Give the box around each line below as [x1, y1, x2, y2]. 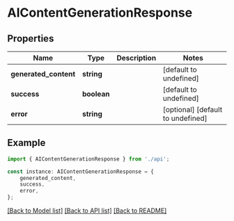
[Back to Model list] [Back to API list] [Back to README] [7, 206, 167, 215]
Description [116, 54, 157, 63]
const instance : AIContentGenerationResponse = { [7, 168, 155, 175]
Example [7, 137, 46, 149]
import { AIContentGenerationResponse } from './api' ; [7, 155, 170, 163]
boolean [82, 89, 110, 99]
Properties [7, 33, 54, 44]
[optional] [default [162, 105, 223, 114]
